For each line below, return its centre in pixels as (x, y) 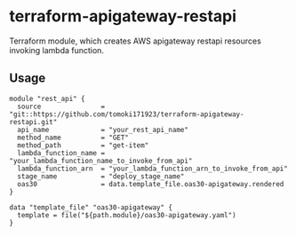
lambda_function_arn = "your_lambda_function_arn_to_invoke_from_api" (153, 169)
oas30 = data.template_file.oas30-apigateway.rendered (151, 184)
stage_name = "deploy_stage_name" (101, 176)
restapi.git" (33, 122)
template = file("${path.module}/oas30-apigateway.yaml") (127, 215)
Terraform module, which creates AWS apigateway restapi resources (136, 41)
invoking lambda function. (57, 50)
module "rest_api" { (48, 98)
